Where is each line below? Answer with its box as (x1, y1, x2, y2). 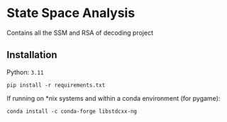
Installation (6, 49, 57, 61)
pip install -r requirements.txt (6, 82, 106, 89)
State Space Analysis (6, 5, 135, 21)
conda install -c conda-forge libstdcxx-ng (6, 108, 138, 115)
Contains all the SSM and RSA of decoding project (6, 28, 154, 37)
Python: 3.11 (6, 67, 44, 76)
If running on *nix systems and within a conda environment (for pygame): (6, 94, 221, 102)
